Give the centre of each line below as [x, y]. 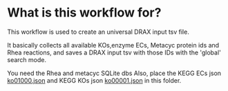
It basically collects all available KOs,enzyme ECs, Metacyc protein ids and [113, 45]
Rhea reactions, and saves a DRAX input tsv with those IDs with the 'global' [114, 52]
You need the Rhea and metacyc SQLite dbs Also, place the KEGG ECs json [114, 73]
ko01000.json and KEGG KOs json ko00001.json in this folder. [94, 80]
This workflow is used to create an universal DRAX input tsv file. [98, 32]
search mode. [27, 59]
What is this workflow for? [84, 13]
